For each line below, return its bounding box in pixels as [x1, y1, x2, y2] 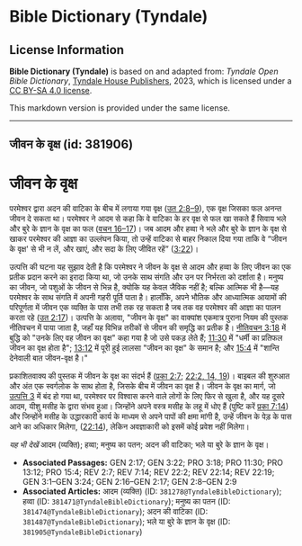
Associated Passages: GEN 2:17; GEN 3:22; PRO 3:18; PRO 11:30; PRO [22, 457, 284, 469]
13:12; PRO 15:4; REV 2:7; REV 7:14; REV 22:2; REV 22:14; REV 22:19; [22, 467, 275, 478]
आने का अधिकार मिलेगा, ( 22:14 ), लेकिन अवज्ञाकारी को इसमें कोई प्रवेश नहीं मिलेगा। [9, 421, 250, 433]
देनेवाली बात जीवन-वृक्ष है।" [9, 353, 88, 363]
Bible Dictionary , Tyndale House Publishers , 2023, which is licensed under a [9, 76, 292, 86]
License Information [9, 42, 124, 58]
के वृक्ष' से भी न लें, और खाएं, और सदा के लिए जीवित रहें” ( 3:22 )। [9, 244, 200, 255]
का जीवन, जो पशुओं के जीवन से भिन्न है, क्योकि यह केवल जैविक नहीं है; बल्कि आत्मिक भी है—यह [9, 282, 280, 293]
